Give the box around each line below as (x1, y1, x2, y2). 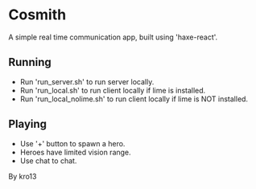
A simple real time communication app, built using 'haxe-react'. (8, 32, 218, 42)
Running (8, 55, 52, 69)
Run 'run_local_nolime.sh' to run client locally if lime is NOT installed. (19, 94, 248, 104)
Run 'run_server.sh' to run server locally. (19, 76, 155, 86)
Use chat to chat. (19, 155, 77, 166)
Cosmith (8, 6, 67, 24)
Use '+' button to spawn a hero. (19, 138, 126, 148)
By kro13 (8, 171, 37, 181)
